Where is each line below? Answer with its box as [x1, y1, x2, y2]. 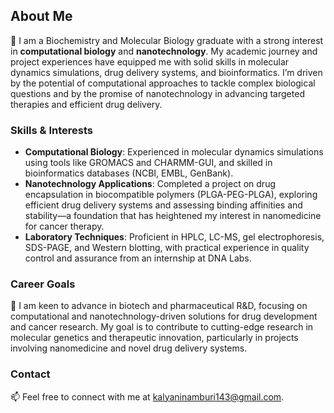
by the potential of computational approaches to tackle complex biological [10, 77, 316, 89]
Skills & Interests [10, 123, 93, 137]
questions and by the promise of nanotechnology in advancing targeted [10, 87, 305, 99]
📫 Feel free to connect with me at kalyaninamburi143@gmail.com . [10, 390, 285, 403]
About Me [10, 8, 73, 25]
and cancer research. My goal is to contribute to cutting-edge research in [10, 321, 314, 333]
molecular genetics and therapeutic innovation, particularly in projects [10, 332, 299, 344]
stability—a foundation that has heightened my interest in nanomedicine [24, 210, 322, 222]
